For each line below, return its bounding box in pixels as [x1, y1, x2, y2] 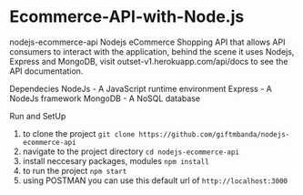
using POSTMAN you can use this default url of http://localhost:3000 [22, 175, 288, 186]
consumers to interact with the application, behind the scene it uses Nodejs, [9, 46, 295, 56]
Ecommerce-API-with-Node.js [9, 6, 245, 27]
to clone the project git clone [22, 128, 136, 139]
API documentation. [9, 66, 84, 77]
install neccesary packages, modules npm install [22, 155, 209, 166]
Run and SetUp [9, 110, 66, 121]
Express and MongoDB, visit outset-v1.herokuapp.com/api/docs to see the [9, 56, 288, 67]
